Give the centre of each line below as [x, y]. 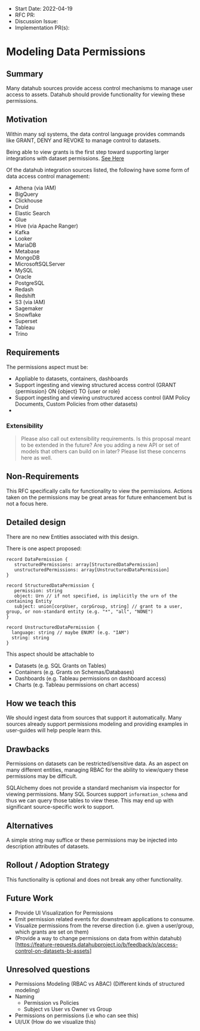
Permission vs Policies [51, 1003]
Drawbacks [28, 749]
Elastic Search [33, 213]
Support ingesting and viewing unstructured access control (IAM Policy [102, 397]
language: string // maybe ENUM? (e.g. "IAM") [70, 633]
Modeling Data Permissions [76, 52]
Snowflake [28, 314]
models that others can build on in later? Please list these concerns [103, 451]
